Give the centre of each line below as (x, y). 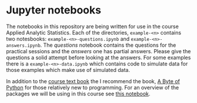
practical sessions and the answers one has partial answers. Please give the (98, 51)
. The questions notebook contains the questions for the (108, 45)
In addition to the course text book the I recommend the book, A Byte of (93, 81)
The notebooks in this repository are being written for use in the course (93, 26)
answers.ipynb (24, 45)
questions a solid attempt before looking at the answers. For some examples (98, 57)
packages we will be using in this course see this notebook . (78, 94)
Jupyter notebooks (54, 10)
